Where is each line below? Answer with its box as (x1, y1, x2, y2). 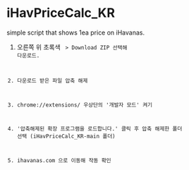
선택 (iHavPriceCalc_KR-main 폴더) (16, 133, 116, 140)
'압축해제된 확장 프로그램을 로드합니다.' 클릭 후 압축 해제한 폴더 (16, 126, 183, 133)
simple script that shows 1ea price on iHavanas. (6, 28, 145, 37)
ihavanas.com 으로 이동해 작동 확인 (16, 157, 111, 164)
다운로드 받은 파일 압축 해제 (16, 77, 88, 84)
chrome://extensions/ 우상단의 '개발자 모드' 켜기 (16, 101, 153, 109)
